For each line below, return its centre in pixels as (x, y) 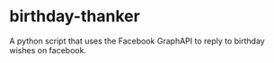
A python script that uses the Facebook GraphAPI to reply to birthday (137, 41)
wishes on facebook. (48, 50)
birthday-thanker (75, 16)
